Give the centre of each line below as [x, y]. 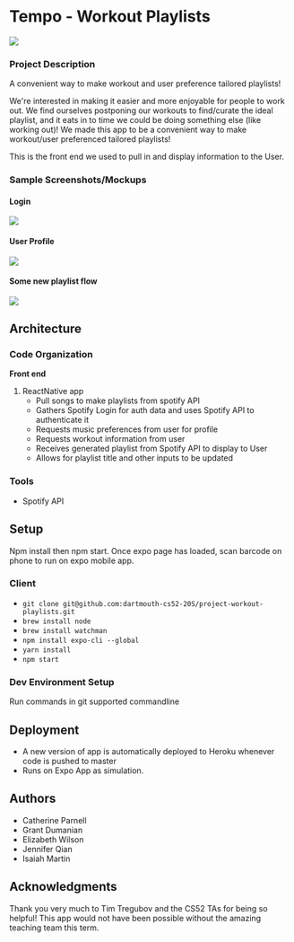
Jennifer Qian [48, 849]
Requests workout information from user [110, 439]
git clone [41, 603]
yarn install [47, 650]
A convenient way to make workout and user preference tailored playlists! [145, 84]
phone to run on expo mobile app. [72, 560]
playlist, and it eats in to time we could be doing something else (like [135, 120]
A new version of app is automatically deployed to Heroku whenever [148, 751]
